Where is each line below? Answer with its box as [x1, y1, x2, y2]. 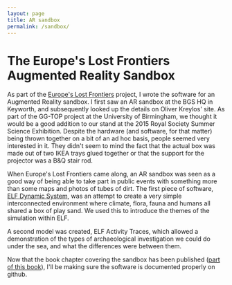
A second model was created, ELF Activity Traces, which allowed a [7, 228, 199, 236]
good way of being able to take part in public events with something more [7, 177, 217, 185]
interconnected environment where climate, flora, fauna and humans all [7, 199, 211, 208]
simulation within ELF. [7, 214, 69, 222]
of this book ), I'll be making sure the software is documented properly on [7, 263, 215, 271]
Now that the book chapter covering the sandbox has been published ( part [7, 255, 220, 264]
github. [7, 270, 28, 279]
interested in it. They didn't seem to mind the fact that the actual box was [7, 142, 216, 150]
